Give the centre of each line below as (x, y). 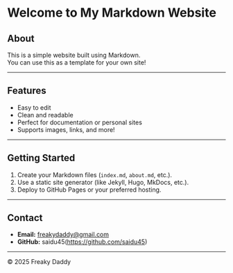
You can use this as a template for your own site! (77, 63)
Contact (25, 218)
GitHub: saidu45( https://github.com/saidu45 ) (82, 242)
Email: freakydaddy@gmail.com (63, 235)
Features (27, 91)
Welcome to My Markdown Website (112, 13)
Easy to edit (34, 107)
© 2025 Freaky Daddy (39, 262)
